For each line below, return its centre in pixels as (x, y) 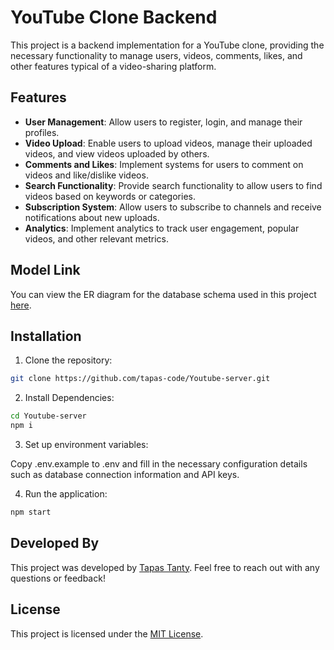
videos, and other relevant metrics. (96, 238)
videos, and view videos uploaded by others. (117, 153)
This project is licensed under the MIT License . (107, 633)
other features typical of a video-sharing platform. (113, 66)
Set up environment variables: (86, 444)
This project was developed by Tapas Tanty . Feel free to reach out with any (165, 567)
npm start (31, 512)
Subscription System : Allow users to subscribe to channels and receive (173, 207)
